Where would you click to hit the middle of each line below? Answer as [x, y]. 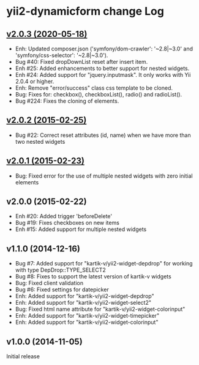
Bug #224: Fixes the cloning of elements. [67, 101]
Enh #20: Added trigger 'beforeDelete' [64, 216]
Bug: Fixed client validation [49, 283]
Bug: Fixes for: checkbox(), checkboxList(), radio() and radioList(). [99, 94]
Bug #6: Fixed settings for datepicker [62, 289]
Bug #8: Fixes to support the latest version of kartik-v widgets [93, 277]
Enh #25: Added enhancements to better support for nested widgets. [102, 68]
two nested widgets [40, 141]
